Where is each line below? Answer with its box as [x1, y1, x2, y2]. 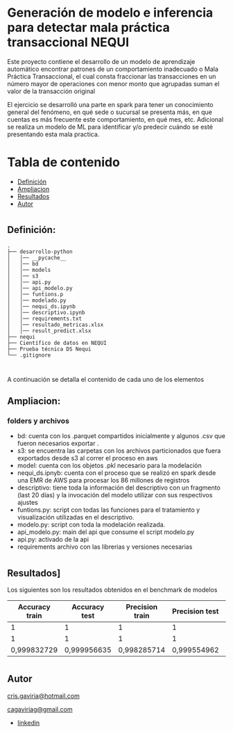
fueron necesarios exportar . [17, 440, 99, 448]
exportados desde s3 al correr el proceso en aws [17, 454, 158, 462]
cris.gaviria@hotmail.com [7, 691, 80, 700]
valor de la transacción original [7, 87, 96, 95]
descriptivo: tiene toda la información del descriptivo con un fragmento [17, 483, 221, 492]
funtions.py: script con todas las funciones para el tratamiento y [17, 506, 200, 514]
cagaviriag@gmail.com [7, 704, 73, 714]
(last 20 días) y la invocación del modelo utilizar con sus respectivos [17, 491, 213, 499]
